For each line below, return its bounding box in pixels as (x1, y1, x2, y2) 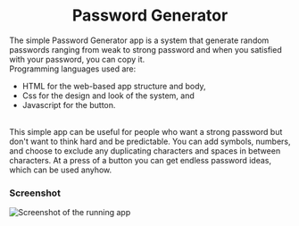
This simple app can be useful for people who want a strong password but (9, 126, 283, 137)
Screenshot (9, 187, 61, 199)
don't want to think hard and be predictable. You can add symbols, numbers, (9, 136, 291, 146)
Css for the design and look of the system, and (21, 90, 195, 101)
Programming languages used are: (9, 63, 137, 74)
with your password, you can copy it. (9, 54, 145, 64)
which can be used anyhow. (9, 164, 112, 175)
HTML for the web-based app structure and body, (21, 80, 207, 91)
